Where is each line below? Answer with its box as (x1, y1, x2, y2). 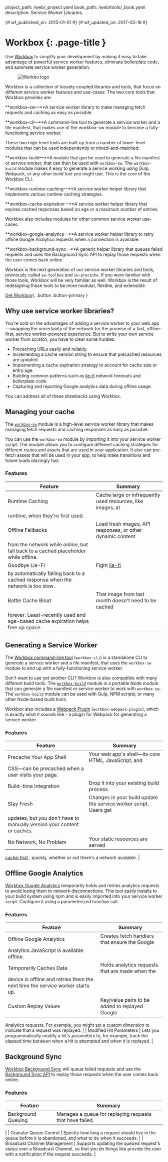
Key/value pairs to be (100, 997, 150, 1004)
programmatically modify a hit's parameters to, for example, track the (5, 1033, 148, 1039)
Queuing (7, 1117, 28, 1124)
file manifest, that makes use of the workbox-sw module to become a (5, 124, 148, 130)
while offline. (7, 553, 38, 560)
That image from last (95, 591, 145, 598)
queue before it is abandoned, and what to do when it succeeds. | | (5, 1135, 143, 1141)
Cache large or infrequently (95, 491, 160, 498)
